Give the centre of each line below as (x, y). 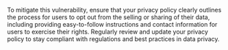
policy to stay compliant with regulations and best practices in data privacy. (114, 39)
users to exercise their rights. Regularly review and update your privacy (108, 32)
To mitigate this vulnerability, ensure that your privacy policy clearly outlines (114, 10)
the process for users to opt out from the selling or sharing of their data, (109, 17)
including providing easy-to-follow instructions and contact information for (112, 24)
